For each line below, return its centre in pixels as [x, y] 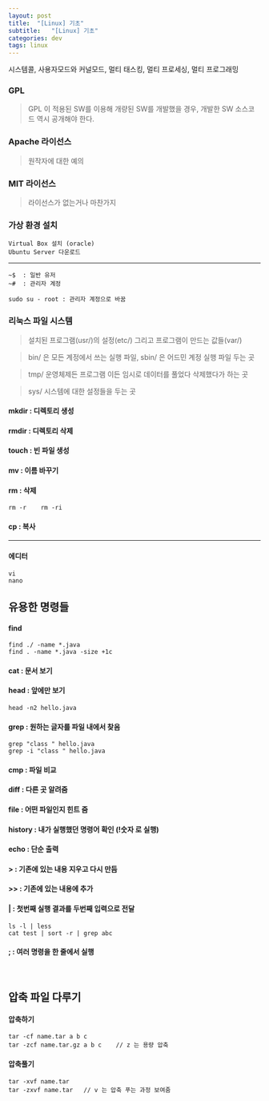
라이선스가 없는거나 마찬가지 [72, 203]
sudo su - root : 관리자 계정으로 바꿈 [67, 300]
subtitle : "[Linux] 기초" [53, 30]
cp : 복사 [22, 526]
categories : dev [35, 38]
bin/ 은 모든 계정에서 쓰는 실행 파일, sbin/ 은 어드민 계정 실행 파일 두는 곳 [141, 357]
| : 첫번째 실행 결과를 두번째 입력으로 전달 [72, 908]
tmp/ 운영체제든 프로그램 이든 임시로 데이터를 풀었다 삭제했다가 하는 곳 [138, 374]
